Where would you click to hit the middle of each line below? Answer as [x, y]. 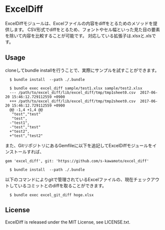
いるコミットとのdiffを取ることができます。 [62, 186]
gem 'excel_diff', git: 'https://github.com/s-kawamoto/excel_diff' [77, 161]
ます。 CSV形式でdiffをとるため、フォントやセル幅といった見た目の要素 [87, 29]
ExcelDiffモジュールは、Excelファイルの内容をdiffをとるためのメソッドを [79, 23]
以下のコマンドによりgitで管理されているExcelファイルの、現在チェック [78, 179]
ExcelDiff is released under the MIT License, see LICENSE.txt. [68, 222]
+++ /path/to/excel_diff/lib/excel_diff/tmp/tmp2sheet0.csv [73, 101]
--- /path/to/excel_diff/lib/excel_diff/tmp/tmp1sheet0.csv [73, 92]
